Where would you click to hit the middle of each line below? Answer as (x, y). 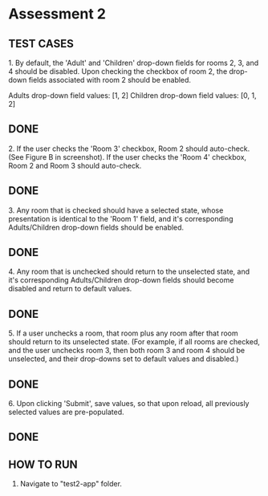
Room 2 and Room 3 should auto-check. (75, 165)
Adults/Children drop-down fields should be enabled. (96, 227)
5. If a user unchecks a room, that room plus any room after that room (123, 333)
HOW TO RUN (43, 464)
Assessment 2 (57, 14)
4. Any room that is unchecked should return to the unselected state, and (129, 272)
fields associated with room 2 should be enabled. (110, 80)
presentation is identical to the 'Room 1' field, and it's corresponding (121, 218)
